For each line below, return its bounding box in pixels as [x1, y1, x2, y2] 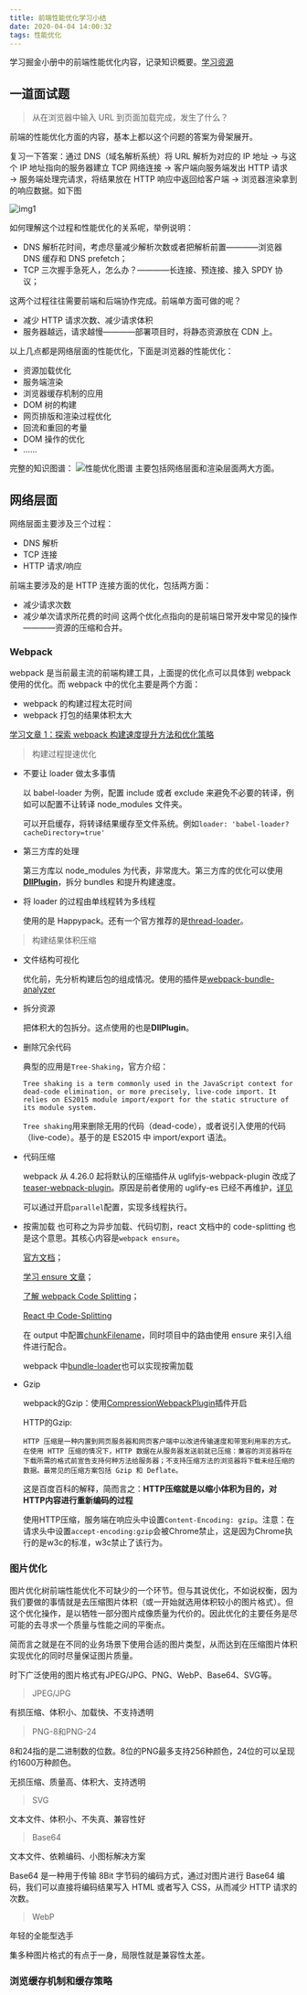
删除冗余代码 [22, 1041, 71, 1052]
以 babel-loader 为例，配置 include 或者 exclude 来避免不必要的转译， [22, 787, 286, 798]
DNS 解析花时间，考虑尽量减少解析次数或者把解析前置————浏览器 [22, 241, 283, 252]
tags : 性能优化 [9, 30, 62, 39]
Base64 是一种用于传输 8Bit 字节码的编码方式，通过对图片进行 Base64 [9, 1870, 276, 1881]
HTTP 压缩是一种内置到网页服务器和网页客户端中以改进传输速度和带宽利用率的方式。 [22, 1437, 295, 1446]
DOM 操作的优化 [22, 433, 85, 444]
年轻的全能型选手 [9, 1930, 74, 1941]
